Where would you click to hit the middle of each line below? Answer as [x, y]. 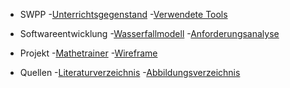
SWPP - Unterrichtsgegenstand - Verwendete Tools [123, 14]
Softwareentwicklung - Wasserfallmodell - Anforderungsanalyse [149, 33]
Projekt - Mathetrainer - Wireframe [88, 53]
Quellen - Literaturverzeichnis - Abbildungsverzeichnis [130, 72]
